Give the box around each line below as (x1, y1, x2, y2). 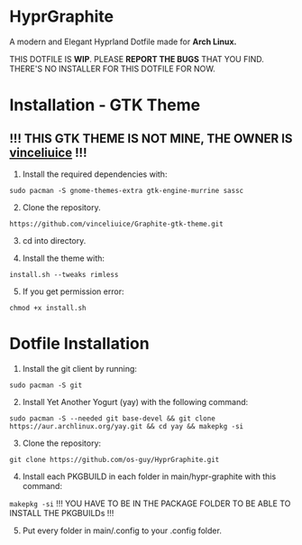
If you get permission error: (22, 286, 124, 297)
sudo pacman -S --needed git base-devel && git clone (9, 413, 216, 423)
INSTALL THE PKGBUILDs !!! (9, 507, 114, 518)
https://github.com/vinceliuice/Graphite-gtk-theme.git (9, 219, 224, 228)
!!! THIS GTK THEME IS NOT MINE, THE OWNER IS (9, 131, 293, 146)
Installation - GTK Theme (9, 95, 201, 115)
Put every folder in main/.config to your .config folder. (22, 525, 223, 536)
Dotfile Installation (9, 334, 151, 354)
